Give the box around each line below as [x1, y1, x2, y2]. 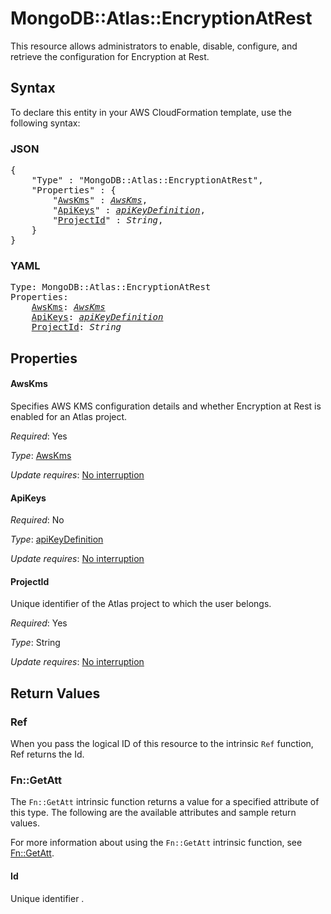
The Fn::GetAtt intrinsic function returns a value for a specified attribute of [10, 796, 320, 808]
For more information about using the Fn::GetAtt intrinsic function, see [10, 837, 303, 849]
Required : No [10, 514, 65, 526]
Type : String [10, 637, 61, 649]
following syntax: [10, 117, 81, 129]
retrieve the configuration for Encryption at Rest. [10, 50, 210, 62]
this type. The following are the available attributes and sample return [10, 807, 297, 819]
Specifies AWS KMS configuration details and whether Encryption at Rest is [10, 400, 322, 412]
